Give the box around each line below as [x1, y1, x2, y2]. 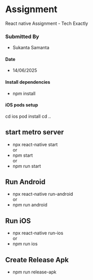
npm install [12, 90, 36, 96]
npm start [12, 152, 33, 158]
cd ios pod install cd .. [5, 113, 51, 119]
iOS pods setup [5, 102, 38, 108]
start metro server [5, 128, 64, 136]
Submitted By [5, 33, 39, 40]
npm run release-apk [12, 269, 57, 275]
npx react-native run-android [12, 191, 73, 197]
